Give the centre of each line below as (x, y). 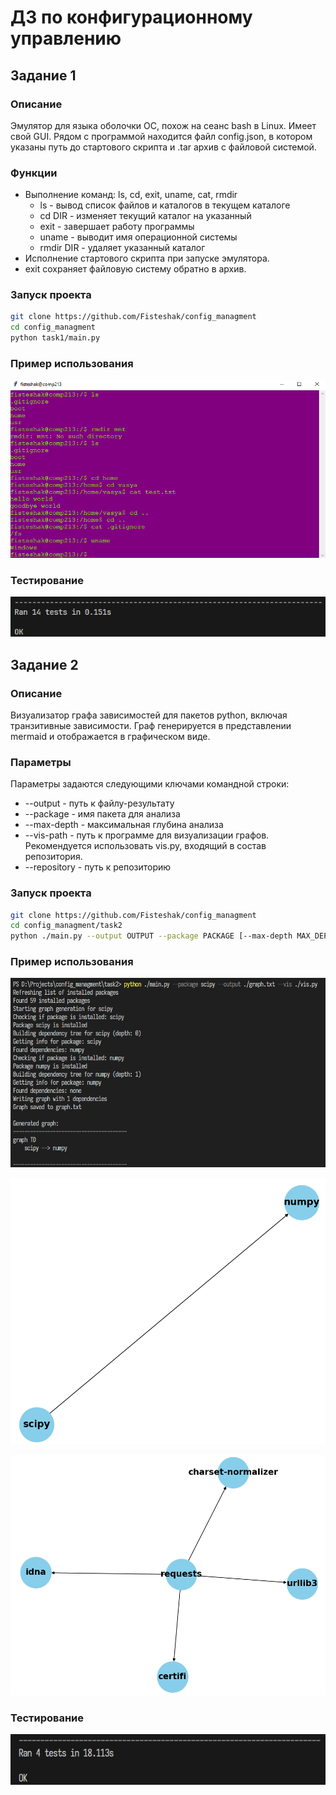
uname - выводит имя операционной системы (138, 237)
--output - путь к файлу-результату (99, 803)
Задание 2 (44, 664)
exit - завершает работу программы (117, 227)
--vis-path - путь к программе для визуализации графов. (147, 835)
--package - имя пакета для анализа (102, 814)
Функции (34, 173)
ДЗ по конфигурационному (131, 17)
